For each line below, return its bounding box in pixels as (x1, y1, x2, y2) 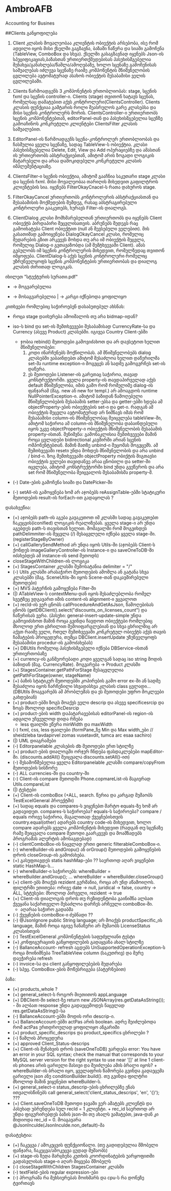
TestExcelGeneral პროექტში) (12, 797, 74, 803)
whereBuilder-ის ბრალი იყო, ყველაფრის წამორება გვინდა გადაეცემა (12, 1068, 164, 1074)
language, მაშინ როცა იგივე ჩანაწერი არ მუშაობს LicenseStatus (12, 923, 151, 929)
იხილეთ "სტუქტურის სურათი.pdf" (5, 274, 78, 280)
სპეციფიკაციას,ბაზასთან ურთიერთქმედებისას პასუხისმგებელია (12, 56, 152, 62)
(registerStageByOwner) (12, 536, 64, 542)
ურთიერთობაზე (12, 650, 47, 656)
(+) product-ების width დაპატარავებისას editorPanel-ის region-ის (12, 710, 153, 716)
